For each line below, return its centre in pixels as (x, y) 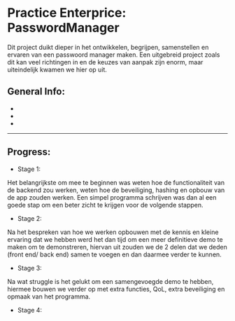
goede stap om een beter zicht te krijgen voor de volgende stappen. (106, 205)
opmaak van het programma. (49, 296)
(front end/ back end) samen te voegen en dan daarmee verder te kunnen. (114, 254)
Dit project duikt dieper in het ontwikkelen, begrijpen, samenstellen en (108, 47)
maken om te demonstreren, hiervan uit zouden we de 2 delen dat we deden (117, 247)
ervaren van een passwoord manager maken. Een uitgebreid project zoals (114, 55)
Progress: (29, 152)
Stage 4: (30, 310)
